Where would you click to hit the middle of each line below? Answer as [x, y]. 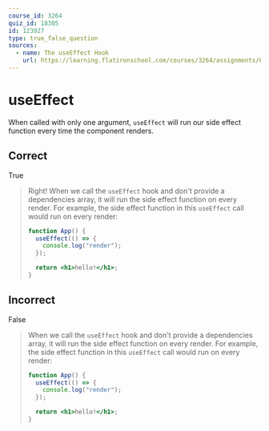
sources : [23, 46]
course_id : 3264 [35, 16]
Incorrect [32, 300]
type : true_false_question [53, 38]
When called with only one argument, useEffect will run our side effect [125, 122]
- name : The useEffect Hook [62, 53]
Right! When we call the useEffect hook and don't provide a [126, 191]
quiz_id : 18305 [34, 23]
